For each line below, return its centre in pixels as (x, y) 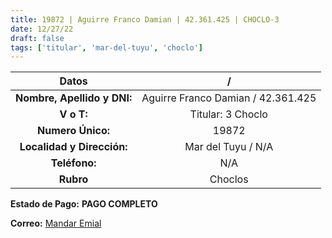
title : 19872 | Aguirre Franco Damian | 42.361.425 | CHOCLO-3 (145, 19)
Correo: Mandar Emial (56, 223)
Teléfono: (73, 163)
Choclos (229, 179)
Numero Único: (74, 131)
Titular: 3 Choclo (228, 114)
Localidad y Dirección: (73, 147)
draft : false (37, 38)
